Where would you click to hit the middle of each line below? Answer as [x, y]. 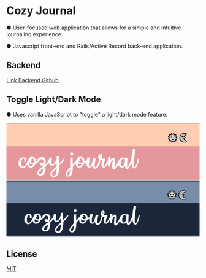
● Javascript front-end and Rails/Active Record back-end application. [94, 46]
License [22, 254]
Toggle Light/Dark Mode [54, 100]
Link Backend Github [33, 80]
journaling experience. [35, 34]
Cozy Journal [41, 11]
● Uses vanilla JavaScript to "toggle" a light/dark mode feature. [87, 114]
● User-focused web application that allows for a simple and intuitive [94, 28]
